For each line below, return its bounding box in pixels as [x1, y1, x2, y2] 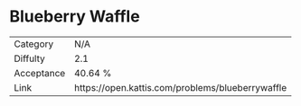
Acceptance [14, 66, 66, 79]
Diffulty [14, 52, 45, 65]
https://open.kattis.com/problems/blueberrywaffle [73, 81, 287, 93]
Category [14, 38, 54, 50]
